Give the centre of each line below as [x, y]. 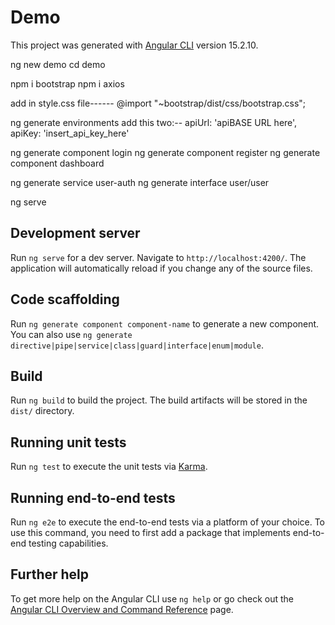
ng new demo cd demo [58, 64]
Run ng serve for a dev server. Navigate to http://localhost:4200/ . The [158, 257]
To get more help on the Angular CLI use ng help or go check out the [152, 598]
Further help [50, 574]
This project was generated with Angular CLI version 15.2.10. [134, 45]
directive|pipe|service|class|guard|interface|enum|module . [137, 345]
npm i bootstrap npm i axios [67, 83]
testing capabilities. [68, 543]
